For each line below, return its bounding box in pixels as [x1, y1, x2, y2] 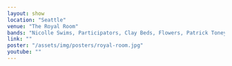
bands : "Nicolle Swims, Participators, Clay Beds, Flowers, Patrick [7, 29, 209, 36]
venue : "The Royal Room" [7, 23, 79, 30]
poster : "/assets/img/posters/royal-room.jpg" [7, 42, 144, 49]
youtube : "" [7, 49, 41, 56]
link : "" [7, 36, 32, 43]
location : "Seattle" [7, 16, 67, 23]
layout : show [7, 10, 45, 17]
